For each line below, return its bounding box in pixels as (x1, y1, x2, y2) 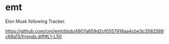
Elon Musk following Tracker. (5, 18, 66, 24)
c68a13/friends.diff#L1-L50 (5, 33, 62, 39)
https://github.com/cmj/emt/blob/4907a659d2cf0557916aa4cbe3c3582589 (5, 28, 164, 34)
